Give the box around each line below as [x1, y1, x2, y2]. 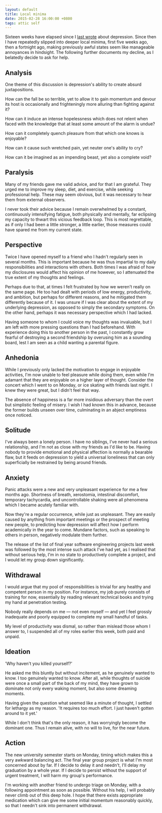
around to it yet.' [5, 710, 38, 716]
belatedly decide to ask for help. [5, 54, 69, 61]
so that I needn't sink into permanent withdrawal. [5, 802, 103, 808]
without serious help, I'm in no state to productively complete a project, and [5, 552, 156, 558]
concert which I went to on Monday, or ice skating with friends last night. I [5, 382, 152, 388]
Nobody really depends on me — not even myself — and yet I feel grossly [5, 609, 152, 614]
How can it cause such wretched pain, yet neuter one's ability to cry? [5, 145, 143, 151]
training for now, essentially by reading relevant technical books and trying [5, 594, 154, 600]
